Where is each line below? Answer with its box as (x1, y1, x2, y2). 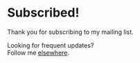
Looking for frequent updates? (7, 41, 94, 49)
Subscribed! (7, 5, 80, 21)
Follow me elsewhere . (7, 48, 69, 57)
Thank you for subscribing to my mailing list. (7, 28, 134, 36)
